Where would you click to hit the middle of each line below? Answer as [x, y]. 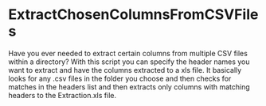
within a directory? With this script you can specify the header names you [129, 62]
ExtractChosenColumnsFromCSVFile [133, 15]
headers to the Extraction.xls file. [63, 95]
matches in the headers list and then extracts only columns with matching [129, 87]
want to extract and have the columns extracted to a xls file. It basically [125, 70]
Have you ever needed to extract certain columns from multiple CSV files [128, 53]
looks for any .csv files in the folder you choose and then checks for [120, 78]
